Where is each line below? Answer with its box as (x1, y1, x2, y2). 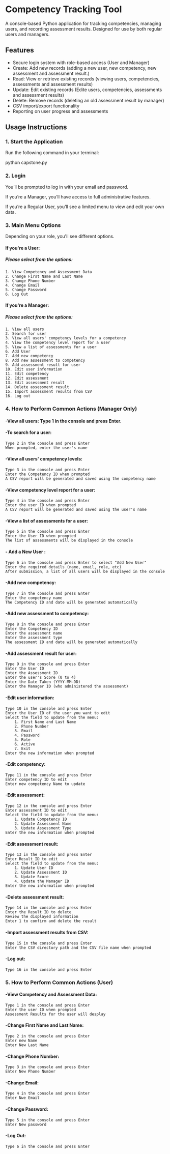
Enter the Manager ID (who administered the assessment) (5, 684, 129, 689)
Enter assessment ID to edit (5, 807, 67, 813)
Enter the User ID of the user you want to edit (5, 710, 110, 715)
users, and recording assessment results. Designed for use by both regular (5, 25, 162, 32)
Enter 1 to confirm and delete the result (5, 918, 97, 924)
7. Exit (14, 746, 31, 751)
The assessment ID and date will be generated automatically (5, 640, 138, 645)
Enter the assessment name (5, 631, 63, 636)
